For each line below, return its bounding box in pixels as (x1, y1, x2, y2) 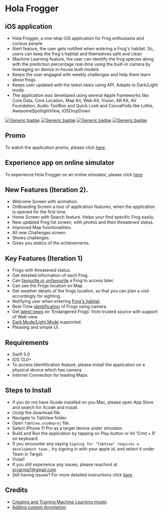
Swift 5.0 (12, 351, 30, 357)
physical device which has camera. (12, 367, 83, 373)
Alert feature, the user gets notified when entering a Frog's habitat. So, (12, 46, 154, 51)
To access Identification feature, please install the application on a (12, 362, 145, 368)
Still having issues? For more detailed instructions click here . (12, 472, 134, 477)
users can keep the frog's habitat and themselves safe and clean (12, 51, 143, 57)
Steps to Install (5, 386, 52, 394)
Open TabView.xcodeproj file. (12, 420, 71, 426)
